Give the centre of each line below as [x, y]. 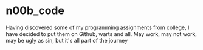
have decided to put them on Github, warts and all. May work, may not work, [101, 34]
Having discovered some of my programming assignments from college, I [98, 27]
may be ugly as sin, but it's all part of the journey [67, 40]
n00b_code [35, 11]
